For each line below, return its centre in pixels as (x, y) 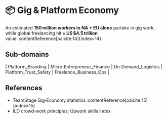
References (24, 88)
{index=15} (24, 105)
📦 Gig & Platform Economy (62, 10)
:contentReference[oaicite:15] (117, 100)
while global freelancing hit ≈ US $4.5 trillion (51, 33)
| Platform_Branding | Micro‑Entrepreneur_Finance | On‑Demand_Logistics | (84, 66)
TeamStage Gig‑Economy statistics (49, 100)
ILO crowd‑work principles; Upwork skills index (61, 111)
